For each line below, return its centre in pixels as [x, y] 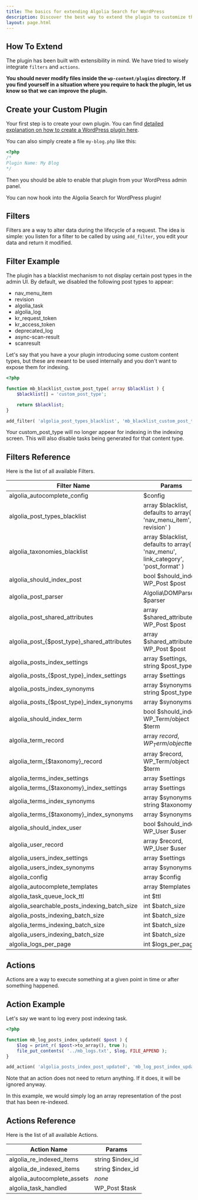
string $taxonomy [168, 805]
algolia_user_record [36, 845]
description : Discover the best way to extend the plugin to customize [96, 17]
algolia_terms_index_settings [49, 778]
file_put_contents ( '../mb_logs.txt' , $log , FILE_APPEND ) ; [92, 1051]
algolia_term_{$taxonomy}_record [56, 761]
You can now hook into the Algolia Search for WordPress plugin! [84, 198]
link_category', [164, 559]
